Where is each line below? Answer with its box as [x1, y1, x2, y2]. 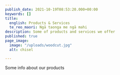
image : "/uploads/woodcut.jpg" [9, 43, 72, 48]
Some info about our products [5, 64, 65, 70]
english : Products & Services [9, 20, 70, 25]
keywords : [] [5, 12, 31, 16]
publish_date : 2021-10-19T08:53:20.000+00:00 [5, 7, 98, 12]
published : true [5, 34, 38, 39]
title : [5, 16, 18, 21]
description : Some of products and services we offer [5, 29, 116, 34]
